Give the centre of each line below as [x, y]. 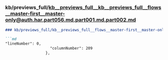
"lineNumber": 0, [23, 44]
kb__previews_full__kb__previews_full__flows [105, 7]
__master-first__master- [35, 13]
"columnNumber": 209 [71, 48]
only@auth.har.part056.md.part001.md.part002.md [71, 20]
